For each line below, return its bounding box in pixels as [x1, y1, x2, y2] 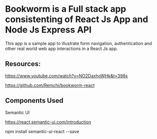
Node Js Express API [5, 24, 92, 35]
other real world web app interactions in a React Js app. [5, 46, 118, 51]
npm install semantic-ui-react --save [5, 128, 79, 134]
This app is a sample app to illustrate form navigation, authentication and [5, 40, 152, 46]
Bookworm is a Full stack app [5, 3, 127, 15]
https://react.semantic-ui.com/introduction [5, 119, 92, 125]
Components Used [5, 96, 64, 105]
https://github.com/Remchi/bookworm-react [5, 82, 95, 88]
